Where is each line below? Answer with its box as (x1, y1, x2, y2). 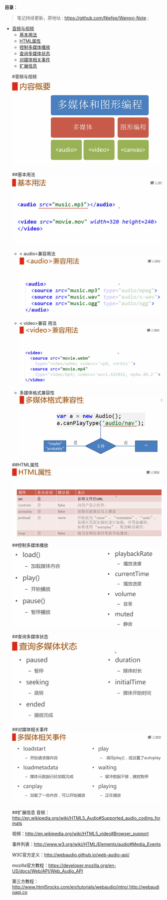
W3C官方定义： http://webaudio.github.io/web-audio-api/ (11, 852, 130, 858)
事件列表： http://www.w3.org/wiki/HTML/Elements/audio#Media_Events (11, 841, 161, 847)
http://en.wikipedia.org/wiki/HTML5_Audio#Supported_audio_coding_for (11, 815, 161, 821)
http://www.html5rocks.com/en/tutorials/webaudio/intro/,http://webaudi (11, 884, 160, 890)
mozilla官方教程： (11, 863, 49, 868)
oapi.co (11, 890, 28, 895)
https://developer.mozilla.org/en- (48, 863, 116, 868)
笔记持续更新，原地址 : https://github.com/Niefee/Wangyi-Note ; (16, 15, 149, 21)
